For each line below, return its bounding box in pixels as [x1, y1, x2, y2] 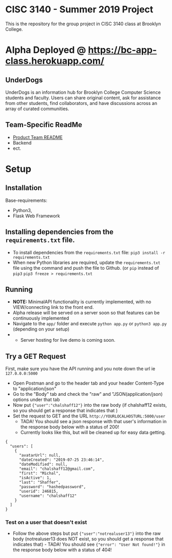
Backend [12, 139, 32, 146]
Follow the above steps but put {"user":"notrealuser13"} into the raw [12, 530, 161, 536]
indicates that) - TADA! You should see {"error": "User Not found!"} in [12, 542, 165, 548]
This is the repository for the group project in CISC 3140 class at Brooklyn [5, 21, 161, 27]
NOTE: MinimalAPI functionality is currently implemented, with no [12, 299, 151, 305]
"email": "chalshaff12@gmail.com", [18, 466, 95, 472]
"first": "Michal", [18, 471, 61, 476]
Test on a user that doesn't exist [5, 519, 87, 526]
